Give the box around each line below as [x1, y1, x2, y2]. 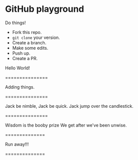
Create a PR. [12, 55, 38, 61]
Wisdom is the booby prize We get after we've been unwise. [5, 122, 127, 128]
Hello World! [5, 65, 30, 71]
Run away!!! [5, 141, 29, 147]
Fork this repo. [12, 29, 42, 35]
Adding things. [5, 84, 35, 90]
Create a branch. [12, 39, 47, 45]
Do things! [5, 20, 26, 26]
